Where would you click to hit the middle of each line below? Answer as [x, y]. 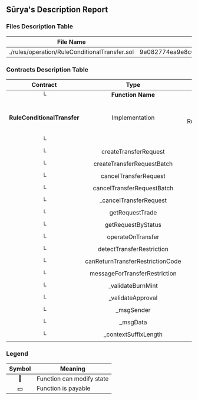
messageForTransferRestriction [133, 274]
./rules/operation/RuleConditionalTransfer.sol [72, 51]
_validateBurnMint [133, 286]
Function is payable [63, 388]
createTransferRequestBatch [133, 164]
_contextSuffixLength [133, 334]
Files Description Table [40, 27]
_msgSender [133, 310]
